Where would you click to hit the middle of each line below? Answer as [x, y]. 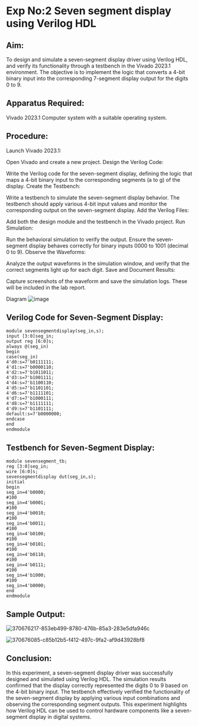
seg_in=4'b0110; [26, 555]
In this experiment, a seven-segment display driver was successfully [90, 673]
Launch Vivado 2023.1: [34, 150]
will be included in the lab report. [46, 287]
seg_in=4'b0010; [26, 513]
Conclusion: [29, 658]
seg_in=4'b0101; [26, 544]
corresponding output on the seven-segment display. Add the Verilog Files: [98, 210]
